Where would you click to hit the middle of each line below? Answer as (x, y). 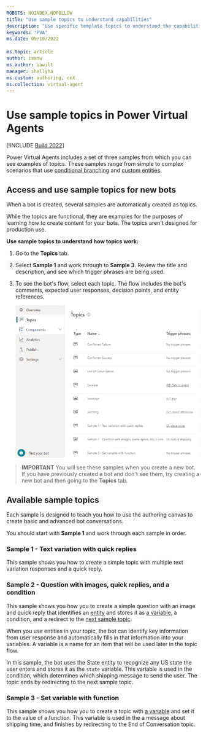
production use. (26, 229)
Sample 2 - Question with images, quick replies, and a (88, 585)
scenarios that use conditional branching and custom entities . (84, 170)
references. (30, 297)
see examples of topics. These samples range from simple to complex (95, 164)
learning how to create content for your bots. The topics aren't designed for (102, 223)
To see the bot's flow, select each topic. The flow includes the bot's (101, 283)
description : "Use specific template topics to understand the (89, 26)
